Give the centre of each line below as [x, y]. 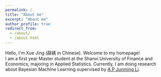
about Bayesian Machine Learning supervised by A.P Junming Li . [72, 69]
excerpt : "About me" [27, 19]
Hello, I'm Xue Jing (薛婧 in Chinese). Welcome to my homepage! [72, 53]
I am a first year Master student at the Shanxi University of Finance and [79, 58]
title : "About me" [24, 15]
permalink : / [19, 10]
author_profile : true [28, 24]
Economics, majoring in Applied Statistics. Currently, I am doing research [81, 64]
